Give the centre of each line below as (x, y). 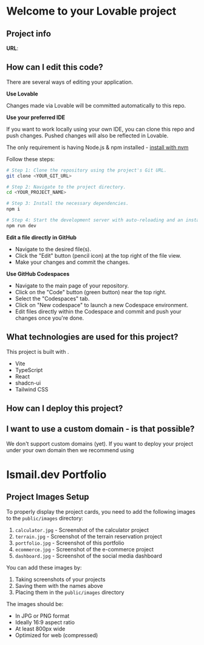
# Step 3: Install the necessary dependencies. (68, 204)
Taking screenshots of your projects (60, 579)
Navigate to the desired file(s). (53, 249)
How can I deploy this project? (65, 409)
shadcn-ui (28, 383)
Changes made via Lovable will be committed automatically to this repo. (96, 105)
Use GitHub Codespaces (38, 274)
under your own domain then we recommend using (70, 450)
